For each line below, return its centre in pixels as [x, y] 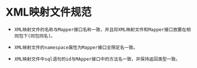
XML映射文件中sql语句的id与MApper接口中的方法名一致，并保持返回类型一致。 [97, 59]
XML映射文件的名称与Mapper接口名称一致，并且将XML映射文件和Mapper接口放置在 [100, 30]
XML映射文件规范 [49, 12]
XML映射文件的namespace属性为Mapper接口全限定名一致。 [76, 47]
